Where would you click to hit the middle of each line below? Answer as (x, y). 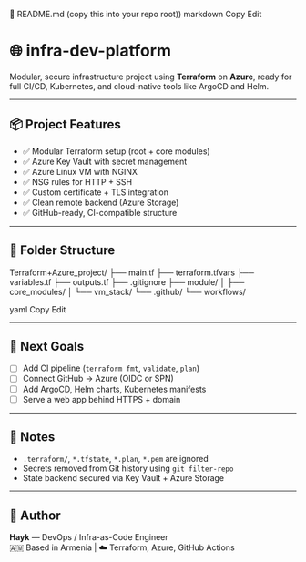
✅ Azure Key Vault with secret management (105, 161)
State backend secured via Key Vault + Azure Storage (123, 478)
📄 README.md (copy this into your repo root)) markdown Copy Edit (136, 14)
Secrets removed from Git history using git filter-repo (128, 468)
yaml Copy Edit (38, 309)
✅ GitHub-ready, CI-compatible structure (100, 212)
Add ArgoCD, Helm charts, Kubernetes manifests (114, 389)
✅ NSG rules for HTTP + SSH (77, 181)
